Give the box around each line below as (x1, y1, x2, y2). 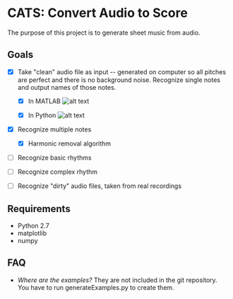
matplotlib (17, 229, 47, 238)
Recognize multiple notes (17, 125, 92, 134)
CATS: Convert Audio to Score (7, 5, 189, 21)
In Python (28, 111, 56, 119)
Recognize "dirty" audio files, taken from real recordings (17, 182, 182, 190)
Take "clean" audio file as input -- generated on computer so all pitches (17, 67, 227, 76)
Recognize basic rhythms (17, 153, 92, 162)
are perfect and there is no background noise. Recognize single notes (17, 76, 221, 84)
